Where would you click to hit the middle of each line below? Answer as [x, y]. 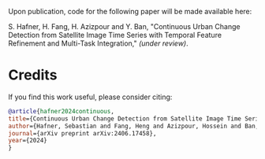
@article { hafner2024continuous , [61, 111]
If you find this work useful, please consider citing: [90, 97]
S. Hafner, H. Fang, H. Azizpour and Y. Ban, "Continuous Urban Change [124, 26]
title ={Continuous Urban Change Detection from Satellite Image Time [125, 118]
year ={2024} [28, 141]
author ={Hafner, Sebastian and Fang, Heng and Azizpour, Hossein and [125, 126]
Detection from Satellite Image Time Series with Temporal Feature [115, 35]
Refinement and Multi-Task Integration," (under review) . [98, 43]
